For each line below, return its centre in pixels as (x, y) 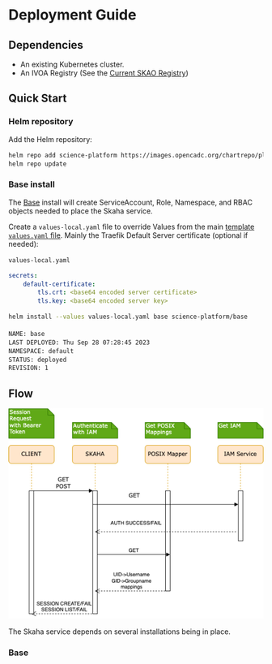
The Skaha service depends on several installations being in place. (119, 632)
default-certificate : (59, 284)
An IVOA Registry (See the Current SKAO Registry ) (104, 73)
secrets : (23, 275)
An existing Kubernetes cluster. (72, 64)
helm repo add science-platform (63, 155)
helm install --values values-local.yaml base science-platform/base (128, 317)
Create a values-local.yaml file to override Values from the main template (132, 226)
